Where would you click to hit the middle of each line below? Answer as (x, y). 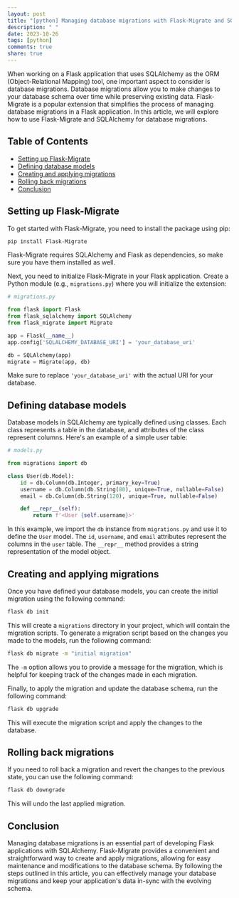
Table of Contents (48, 142)
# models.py (25, 451)
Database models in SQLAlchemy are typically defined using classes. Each (117, 422)
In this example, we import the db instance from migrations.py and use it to (117, 529)
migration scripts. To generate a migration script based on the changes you (118, 633)
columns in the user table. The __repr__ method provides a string (103, 544)
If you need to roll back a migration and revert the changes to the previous (116, 769)
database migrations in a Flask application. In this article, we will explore (113, 112)
